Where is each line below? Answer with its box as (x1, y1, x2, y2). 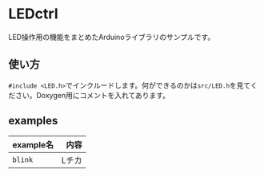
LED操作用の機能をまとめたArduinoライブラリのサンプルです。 (8, 32, 215, 41)
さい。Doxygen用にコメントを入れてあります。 (14, 90, 170, 100)
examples (8, 114, 58, 128)
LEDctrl (8, 5, 58, 23)
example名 (12, 139, 54, 150)
